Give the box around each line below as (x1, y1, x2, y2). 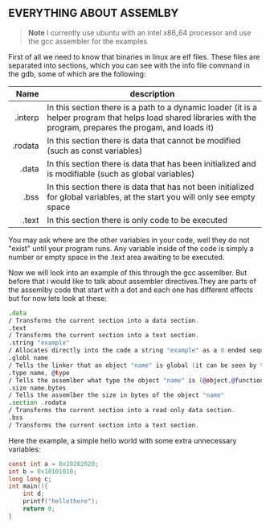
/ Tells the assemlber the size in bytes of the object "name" (8, 391, 225, 399)
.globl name (8, 354, 48, 362)
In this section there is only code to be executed (47, 214, 227, 225)
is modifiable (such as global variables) (47, 168, 195, 179)
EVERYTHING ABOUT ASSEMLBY (8, 6, 179, 20)
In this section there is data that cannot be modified (47, 134, 241, 146)
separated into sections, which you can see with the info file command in (8, 60, 251, 70)
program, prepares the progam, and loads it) (47, 122, 215, 133)
